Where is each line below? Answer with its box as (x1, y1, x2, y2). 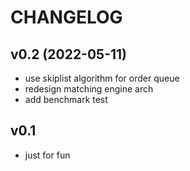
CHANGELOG (10, 6, 123, 29)
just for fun (24, 149, 71, 161)
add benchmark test (24, 94, 108, 105)
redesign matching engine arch (24, 83, 154, 95)
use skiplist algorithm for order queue (24, 72, 180, 84)
